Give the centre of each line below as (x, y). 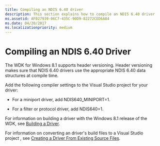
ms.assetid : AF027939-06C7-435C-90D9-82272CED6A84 (57, 18)
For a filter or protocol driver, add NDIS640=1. (58, 109)
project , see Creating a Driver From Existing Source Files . (63, 138)
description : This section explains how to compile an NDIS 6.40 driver (80, 14)
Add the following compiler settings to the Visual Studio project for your (76, 85)
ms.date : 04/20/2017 (26, 23)
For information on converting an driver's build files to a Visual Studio (74, 133)
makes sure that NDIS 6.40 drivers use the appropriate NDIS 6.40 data (75, 71)
